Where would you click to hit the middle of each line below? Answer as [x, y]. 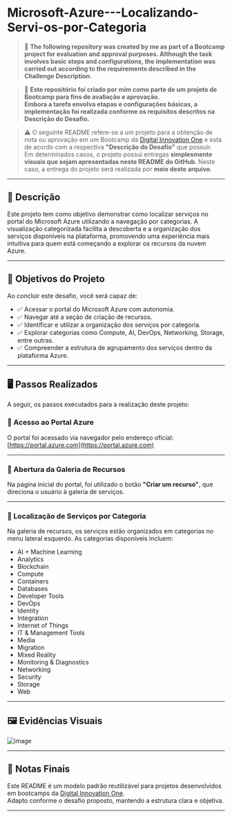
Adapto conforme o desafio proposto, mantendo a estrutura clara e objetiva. [116, 800]
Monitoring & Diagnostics [53, 662]
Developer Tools [40, 596]
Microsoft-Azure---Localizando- [103, 13]
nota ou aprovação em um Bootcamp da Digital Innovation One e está [123, 139]
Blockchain [33, 567]
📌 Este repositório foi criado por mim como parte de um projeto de [120, 89]
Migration [31, 648]
